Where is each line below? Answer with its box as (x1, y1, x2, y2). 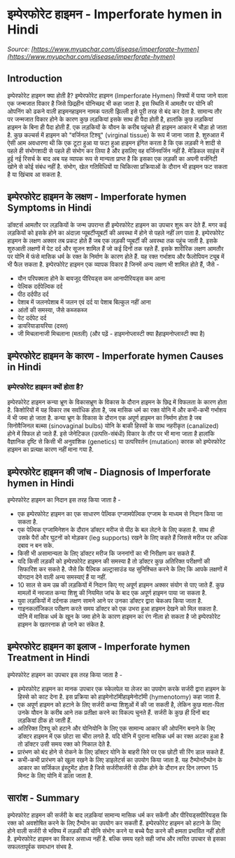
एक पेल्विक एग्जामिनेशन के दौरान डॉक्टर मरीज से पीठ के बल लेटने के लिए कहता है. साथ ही (17, 525, 215, 534)
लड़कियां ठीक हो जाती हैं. (17, 716, 72, 725)
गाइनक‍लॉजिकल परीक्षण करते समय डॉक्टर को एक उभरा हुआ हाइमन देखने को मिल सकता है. (17, 605, 218, 613)
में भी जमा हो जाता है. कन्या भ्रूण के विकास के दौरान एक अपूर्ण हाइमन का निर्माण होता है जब (7, 414, 201, 422)
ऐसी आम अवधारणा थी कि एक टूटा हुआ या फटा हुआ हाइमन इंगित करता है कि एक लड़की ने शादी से (7, 138, 222, 147)
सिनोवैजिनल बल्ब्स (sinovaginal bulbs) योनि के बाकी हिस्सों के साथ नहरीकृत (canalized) (7, 422, 219, 430)
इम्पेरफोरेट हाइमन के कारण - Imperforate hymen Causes (7, 350, 224, 362)
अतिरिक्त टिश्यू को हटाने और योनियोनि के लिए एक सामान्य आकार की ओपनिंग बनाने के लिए (17, 724, 215, 732)
